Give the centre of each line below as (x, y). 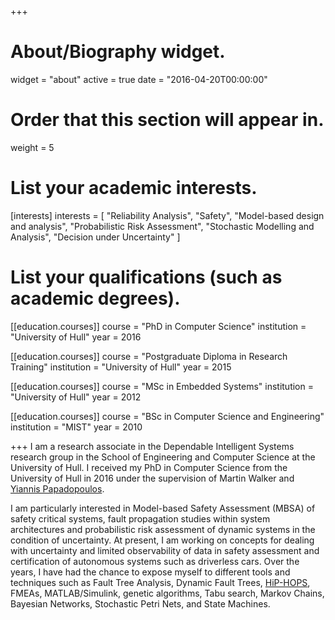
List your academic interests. (134, 188)
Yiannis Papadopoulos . (57, 488)
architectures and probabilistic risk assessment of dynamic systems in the (163, 529)
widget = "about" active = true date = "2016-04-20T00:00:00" (139, 79)
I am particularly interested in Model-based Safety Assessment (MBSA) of (163, 508)
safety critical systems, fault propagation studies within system (140, 518)
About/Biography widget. (118, 52)
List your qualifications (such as (146, 277)
